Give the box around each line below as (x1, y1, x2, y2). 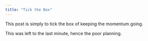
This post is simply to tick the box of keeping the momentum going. (5, 21, 144, 27)
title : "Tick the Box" (5, 7, 52, 12)
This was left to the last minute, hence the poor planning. (5, 30, 122, 36)
